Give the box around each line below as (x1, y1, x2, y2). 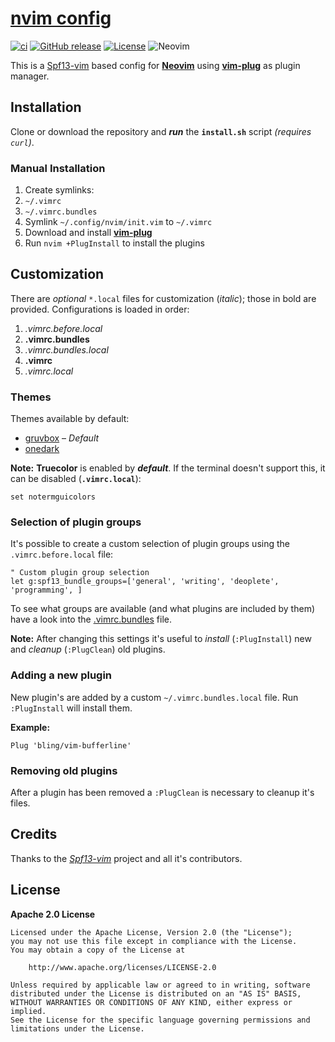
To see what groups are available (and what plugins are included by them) (10, 603, 316, 615)
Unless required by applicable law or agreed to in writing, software (10, 980, 311, 990)
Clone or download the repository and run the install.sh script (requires (10, 125, 312, 137)
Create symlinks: (24, 184, 95, 196)
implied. (10, 1006, 47, 1016)
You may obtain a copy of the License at (10, 945, 186, 955)
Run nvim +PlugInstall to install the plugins (24, 237, 205, 249)
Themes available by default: (10, 413, 130, 425)
